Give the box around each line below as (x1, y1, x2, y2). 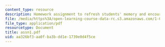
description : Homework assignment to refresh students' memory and (5, 12, 146, 17)
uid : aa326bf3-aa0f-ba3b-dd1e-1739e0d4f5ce (5, 35, 96, 40)
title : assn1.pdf (5, 30, 41, 35)
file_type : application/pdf (5, 21, 63, 26)
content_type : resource (5, 7, 54, 12)
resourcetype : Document (5, 25, 54, 30)
